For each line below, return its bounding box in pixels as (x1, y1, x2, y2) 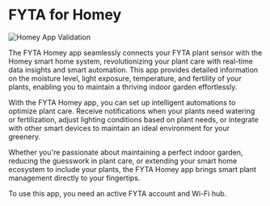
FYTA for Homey (8, 6, 122, 24)
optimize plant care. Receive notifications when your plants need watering (8, 106, 255, 116)
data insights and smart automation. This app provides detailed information (8, 64, 259, 74)
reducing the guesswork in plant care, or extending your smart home (8, 155, 238, 166)
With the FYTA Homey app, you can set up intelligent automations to (8, 97, 236, 107)
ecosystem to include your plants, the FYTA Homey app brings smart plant (8, 164, 257, 174)
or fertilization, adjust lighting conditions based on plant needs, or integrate (8, 114, 259, 124)
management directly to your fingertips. (8, 173, 141, 183)
